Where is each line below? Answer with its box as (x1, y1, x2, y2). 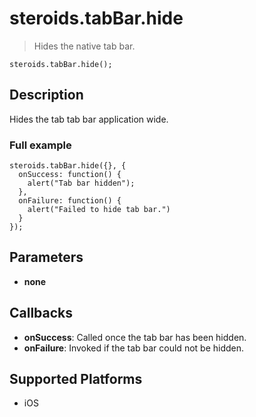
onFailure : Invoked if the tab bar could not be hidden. (23, 342, 245, 354)
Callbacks (9, 305, 74, 322)
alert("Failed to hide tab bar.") (27, 205, 171, 215)
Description (9, 87, 84, 104)
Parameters (9, 249, 84, 266)
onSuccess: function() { (18, 170, 122, 180)
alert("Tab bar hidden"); (27, 178, 136, 189)
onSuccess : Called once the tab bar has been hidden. (23, 331, 247, 343)
